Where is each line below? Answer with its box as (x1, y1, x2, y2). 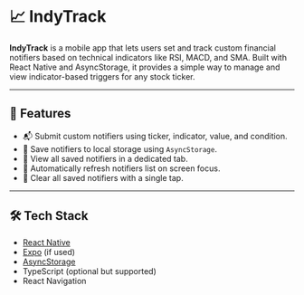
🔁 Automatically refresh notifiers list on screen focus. (22, 163, 221, 174)
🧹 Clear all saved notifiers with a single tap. (22, 172, 184, 183)
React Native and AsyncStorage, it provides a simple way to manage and (9, 62, 280, 72)
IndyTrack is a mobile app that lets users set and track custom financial (9, 42, 276, 53)
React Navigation (22, 275, 87, 286)
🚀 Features (9, 106, 71, 121)
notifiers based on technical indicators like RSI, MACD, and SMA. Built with (9, 52, 288, 62)
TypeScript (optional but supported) (22, 265, 157, 276)
